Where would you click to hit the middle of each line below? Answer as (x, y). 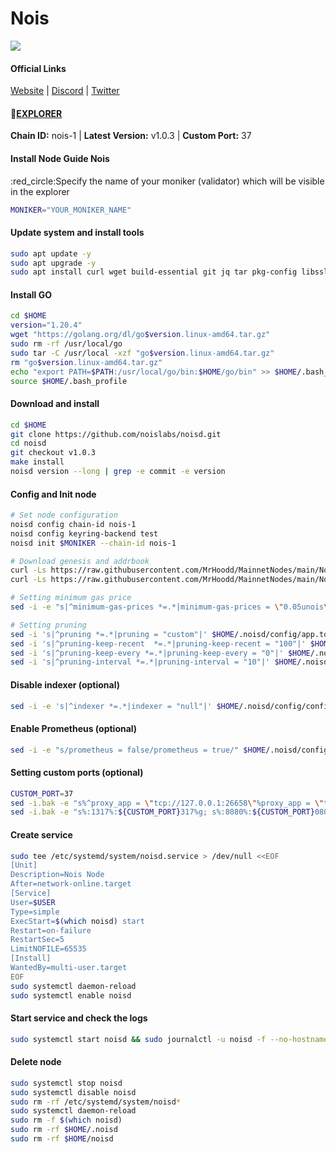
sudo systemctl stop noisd (66, 1083)
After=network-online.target (71, 884)
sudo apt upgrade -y (53, 263)
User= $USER (33, 902)
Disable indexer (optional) (65, 684)
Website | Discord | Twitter (65, 91)
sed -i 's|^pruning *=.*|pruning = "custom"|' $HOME (122, 634)
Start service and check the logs (79, 1018)
